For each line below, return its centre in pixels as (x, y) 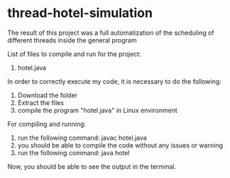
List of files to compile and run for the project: (74, 54)
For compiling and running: (47, 124)
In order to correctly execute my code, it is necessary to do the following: (114, 81)
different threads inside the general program (72, 40)
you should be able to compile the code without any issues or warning (120, 145)
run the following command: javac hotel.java (82, 138)
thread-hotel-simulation (80, 13)
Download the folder (48, 95)
